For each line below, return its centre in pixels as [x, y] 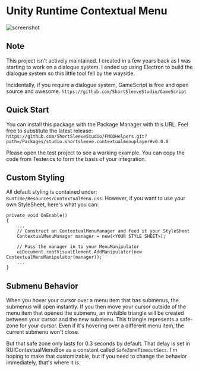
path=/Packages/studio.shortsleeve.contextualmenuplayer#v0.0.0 [87, 141]
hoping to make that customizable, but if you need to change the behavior [97, 356]
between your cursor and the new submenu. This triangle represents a [92, 320]
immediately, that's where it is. [43, 362]
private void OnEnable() [37, 216]
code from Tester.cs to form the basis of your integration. [76, 159]
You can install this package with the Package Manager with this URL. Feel [97, 124]
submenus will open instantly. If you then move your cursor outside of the [96, 307]
